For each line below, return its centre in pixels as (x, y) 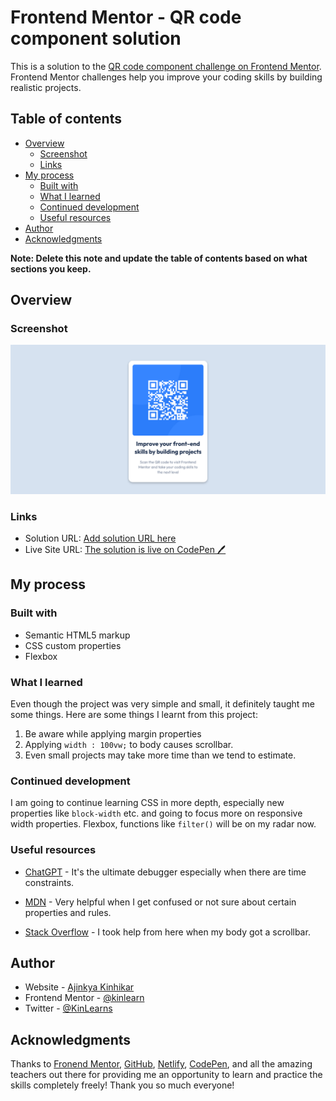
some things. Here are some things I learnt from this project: (134, 714)
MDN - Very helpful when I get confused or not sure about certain (160, 902)
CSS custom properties (73, 645)
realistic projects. (46, 87)
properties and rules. (68, 912)
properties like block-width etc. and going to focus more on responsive (156, 813)
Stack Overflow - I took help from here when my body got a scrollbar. (167, 932)
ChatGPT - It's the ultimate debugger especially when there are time (165, 872)
